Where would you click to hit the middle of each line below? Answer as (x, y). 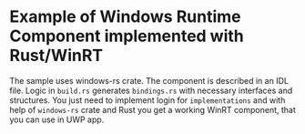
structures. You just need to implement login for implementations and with (147, 100)
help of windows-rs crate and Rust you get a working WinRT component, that (152, 109)
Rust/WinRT (56, 56)
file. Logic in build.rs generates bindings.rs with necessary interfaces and (151, 90)
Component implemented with (127, 36)
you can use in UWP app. (57, 119)
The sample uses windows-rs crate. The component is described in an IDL (149, 80)
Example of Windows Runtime (125, 17)
